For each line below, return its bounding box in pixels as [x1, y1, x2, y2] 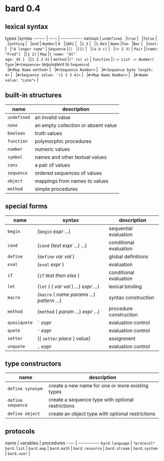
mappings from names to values [35, 177, 109, 184]
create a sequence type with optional [48, 396, 134, 403]
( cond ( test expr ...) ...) [37, 242, 87, 249]
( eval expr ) [37, 261, 64, 268]
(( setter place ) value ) [37, 335, 91, 342]
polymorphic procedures [35, 138, 92, 144]
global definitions [108, 253, 149, 260]
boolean [7, 130, 25, 136]
